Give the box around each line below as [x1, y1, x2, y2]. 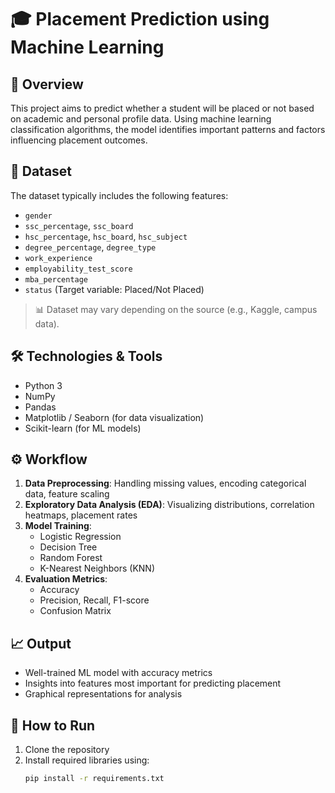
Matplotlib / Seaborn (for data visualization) [24, 411, 205, 423]
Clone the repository [24, 744, 110, 756]
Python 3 [24, 379, 63, 391]
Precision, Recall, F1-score [39, 594, 150, 606]
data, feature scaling [24, 488, 110, 500]
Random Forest [39, 552, 103, 564]
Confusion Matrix [39, 605, 112, 617]
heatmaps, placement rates [24, 509, 138, 521]
